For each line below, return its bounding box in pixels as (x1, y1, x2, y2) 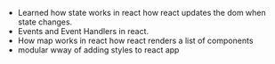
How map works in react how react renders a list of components (17, 35, 254, 46)
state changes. (17, 17, 73, 27)
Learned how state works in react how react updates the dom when (17, 8, 267, 18)
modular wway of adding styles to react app (17, 45, 180, 55)
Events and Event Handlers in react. (17, 26, 150, 36)
